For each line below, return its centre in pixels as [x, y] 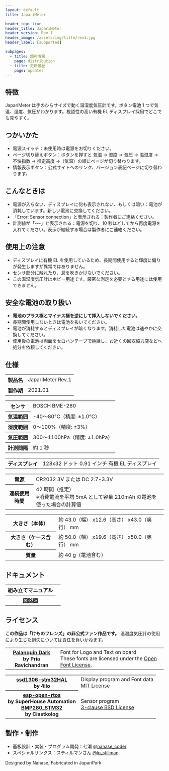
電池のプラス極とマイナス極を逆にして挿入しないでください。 [76, 316]
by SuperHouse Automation [42, 701]
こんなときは [25, 191]
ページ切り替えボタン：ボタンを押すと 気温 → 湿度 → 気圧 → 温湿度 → [85, 155]
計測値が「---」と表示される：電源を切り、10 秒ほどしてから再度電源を [87, 223]
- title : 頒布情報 [27, 56]
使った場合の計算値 [59, 504]
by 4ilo [42, 686]
